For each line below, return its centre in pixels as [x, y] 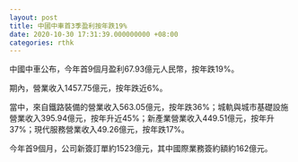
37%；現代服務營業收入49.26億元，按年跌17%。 [100, 130]
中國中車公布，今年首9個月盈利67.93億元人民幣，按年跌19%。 [124, 69]
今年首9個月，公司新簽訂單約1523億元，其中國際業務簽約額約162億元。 [141, 149]
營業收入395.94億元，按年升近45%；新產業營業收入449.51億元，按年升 [142, 118]
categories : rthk [42, 43]
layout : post [34, 17]
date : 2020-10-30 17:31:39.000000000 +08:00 [94, 34]
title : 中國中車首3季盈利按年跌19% [68, 26]
